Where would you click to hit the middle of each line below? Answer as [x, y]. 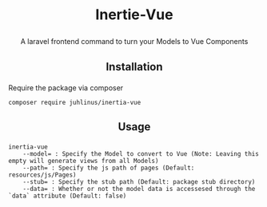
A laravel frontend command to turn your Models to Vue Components [134, 42]
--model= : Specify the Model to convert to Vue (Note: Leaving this [141, 153]
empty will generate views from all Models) [84, 161]
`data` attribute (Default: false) [68, 196]
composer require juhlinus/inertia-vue [75, 102]
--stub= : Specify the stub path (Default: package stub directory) [139, 181]
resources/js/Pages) [43, 175]
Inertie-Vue [134, 15]
